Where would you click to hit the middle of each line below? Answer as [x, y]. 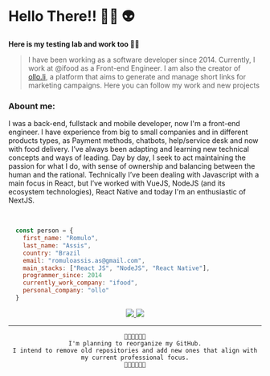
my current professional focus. [135, 358]
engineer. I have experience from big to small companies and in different [128, 132]
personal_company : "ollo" [66, 291]
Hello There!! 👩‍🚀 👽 [72, 16]
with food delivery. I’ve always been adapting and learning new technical [129, 149]
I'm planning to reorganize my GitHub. [135, 343]
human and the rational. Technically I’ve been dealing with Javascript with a [134, 175]
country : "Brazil [52, 253]
